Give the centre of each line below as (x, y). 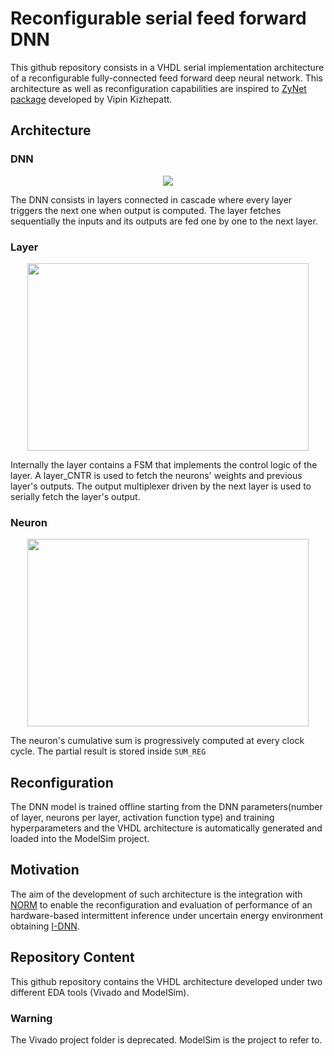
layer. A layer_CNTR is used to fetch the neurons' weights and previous (156, 475)
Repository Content (72, 957)
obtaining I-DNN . (45, 926)
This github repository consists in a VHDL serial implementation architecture (167, 67)
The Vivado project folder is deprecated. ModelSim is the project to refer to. (166, 1039)
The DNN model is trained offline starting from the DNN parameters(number (166, 807)
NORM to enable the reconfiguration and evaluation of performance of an (161, 904)
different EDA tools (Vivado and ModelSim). (100, 992)
